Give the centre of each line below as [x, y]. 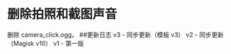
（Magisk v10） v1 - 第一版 [46, 43]
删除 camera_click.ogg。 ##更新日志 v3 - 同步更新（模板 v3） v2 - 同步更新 [115, 35]
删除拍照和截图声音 [62, 14]
